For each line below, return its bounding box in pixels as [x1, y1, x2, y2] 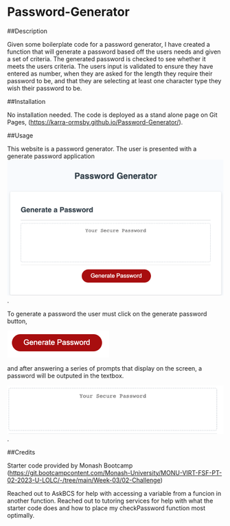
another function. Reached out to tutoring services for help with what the [7, 496, 214, 505]
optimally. [7, 511, 35, 519]
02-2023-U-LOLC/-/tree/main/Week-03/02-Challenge [7, 476, 161, 484]
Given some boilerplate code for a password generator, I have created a [7, 40, 211, 48]
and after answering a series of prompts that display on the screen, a [7, 364, 203, 372]
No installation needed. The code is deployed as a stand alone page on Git [7, 111, 218, 119]
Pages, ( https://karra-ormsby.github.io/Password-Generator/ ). [7, 118, 183, 126]
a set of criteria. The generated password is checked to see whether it [7, 54, 206, 63]
